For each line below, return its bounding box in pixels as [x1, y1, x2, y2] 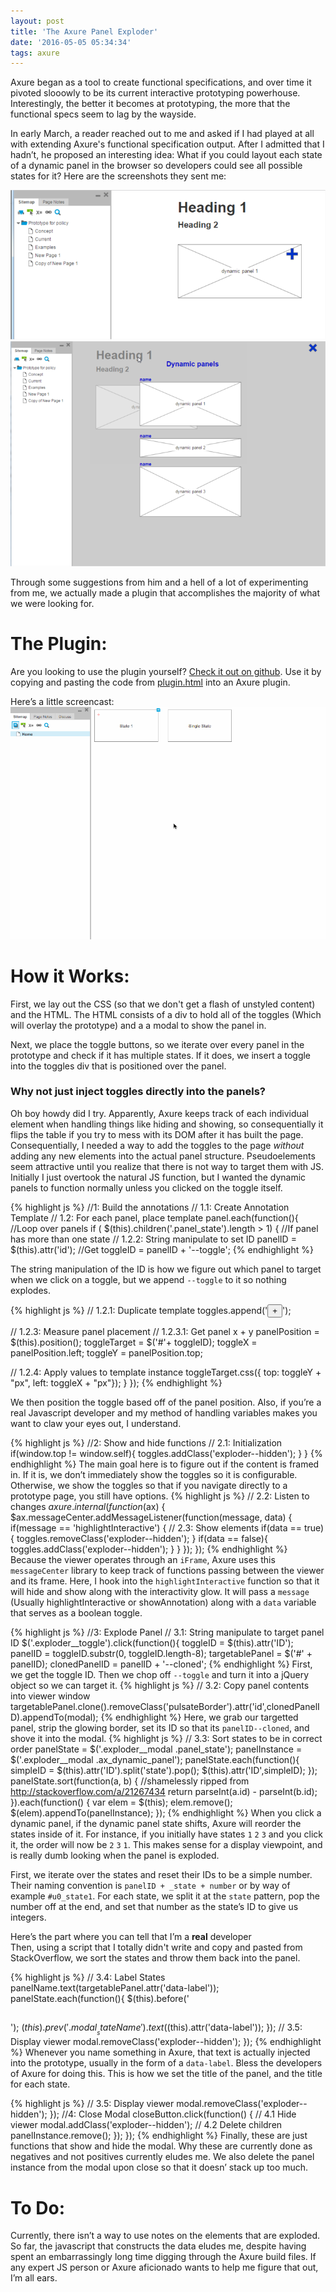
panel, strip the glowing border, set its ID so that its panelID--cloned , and [10, 1721, 310, 1734]
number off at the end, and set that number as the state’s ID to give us [10, 1900, 299, 1912]
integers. [10, 1911, 47, 1923]
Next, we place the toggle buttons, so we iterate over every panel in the [10, 1038, 305, 1050]
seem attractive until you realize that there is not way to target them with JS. [10, 1160, 325, 1172]
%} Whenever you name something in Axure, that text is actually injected [10, 2046, 311, 2059]
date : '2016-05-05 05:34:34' [10, 37, 132, 47]
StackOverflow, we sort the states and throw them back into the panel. [10, 1951, 301, 1964]
